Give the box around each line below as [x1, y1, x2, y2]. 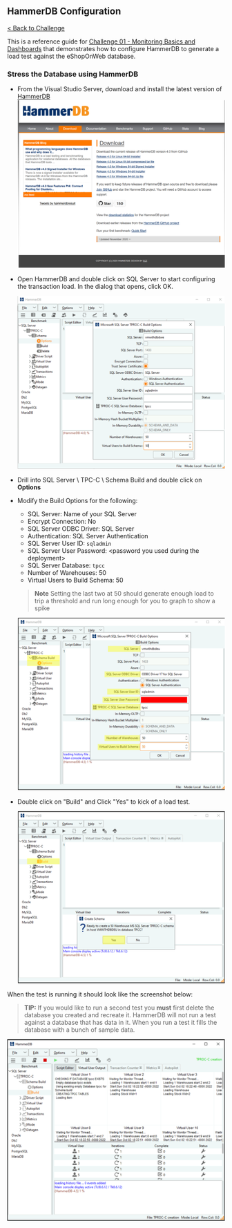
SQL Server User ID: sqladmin [27, 539, 112, 547]
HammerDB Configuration [7, 6, 122, 17]
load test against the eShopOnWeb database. [7, 52, 136, 60]
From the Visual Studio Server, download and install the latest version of [17, 85, 222, 93]
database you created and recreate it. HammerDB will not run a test [23, 1011, 216, 1019]
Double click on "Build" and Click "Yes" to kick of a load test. [17, 797, 191, 806]
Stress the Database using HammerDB [7, 69, 139, 79]
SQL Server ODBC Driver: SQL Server [27, 525, 135, 533]
